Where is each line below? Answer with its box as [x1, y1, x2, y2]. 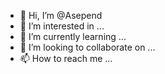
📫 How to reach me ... [19, 53, 113, 64]
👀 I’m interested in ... [19, 20, 105, 32]
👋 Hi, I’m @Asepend [19, 10, 103, 21]
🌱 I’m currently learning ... [19, 31, 127, 42]
